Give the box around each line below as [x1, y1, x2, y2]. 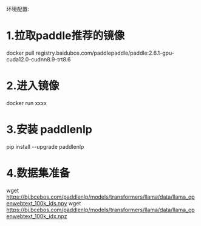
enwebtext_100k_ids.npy [6, 199, 67, 207]
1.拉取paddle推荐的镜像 [6, 29, 125, 43]
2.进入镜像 [6, 79, 60, 93]
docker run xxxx [6, 99, 47, 106]
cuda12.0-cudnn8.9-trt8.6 [6, 55, 71, 63]
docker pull [6, 49, 35, 56]
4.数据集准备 [6, 166, 70, 180]
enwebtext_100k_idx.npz [6, 212, 67, 220]
